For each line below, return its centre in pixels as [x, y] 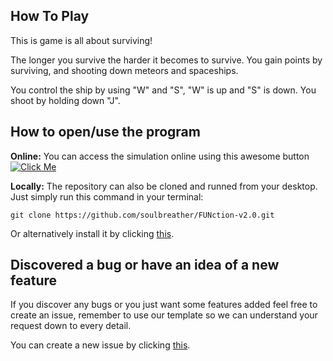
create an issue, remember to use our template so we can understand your [164, 315]
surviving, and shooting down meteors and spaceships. [124, 70]
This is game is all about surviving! [81, 40]
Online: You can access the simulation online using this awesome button [160, 156]
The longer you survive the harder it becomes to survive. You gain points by [166, 60]
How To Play [50, 16]
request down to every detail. [71, 326]
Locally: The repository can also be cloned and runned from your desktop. [164, 186]
